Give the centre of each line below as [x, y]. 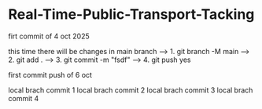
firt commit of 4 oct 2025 [49, 36]
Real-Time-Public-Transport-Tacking [131, 15]
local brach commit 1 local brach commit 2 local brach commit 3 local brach [131, 90]
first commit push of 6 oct [50, 74]
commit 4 [24, 98]
